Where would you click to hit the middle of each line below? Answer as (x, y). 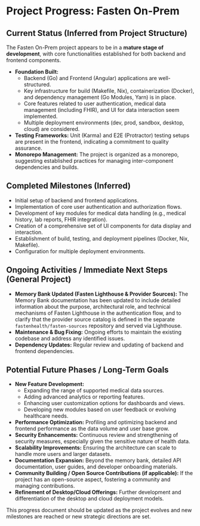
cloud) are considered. (52, 129)
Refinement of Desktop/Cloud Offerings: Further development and (98, 492)
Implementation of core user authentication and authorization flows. (98, 206)
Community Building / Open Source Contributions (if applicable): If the (104, 473)
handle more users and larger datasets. (63, 454)
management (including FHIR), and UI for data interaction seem (101, 110)
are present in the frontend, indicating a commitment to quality (92, 142)
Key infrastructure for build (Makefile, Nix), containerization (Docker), (109, 91)
